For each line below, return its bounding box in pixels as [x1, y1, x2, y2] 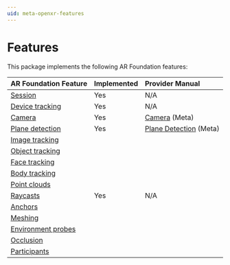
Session [10, 90, 36, 100]
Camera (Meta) [144, 113, 194, 122]
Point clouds [10, 179, 51, 189]
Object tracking [10, 146, 60, 155]
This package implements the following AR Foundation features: [7, 62, 188, 71]
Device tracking [10, 101, 62, 111]
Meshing [10, 213, 39, 222]
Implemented [93, 78, 139, 88]
